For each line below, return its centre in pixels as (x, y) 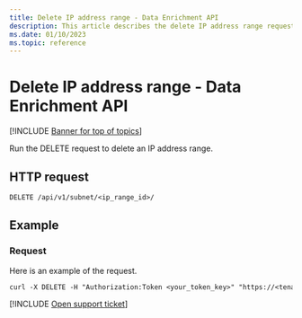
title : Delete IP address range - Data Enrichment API (114, 18)
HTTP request (49, 177)
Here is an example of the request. (73, 270)
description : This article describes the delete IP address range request (152, 26)
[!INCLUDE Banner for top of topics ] (75, 131)
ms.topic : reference (48, 43)
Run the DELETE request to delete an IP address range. (111, 148)
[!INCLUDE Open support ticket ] (69, 304)
